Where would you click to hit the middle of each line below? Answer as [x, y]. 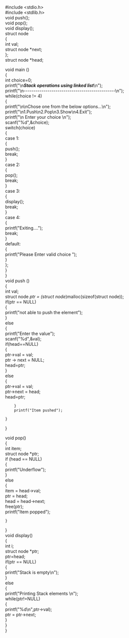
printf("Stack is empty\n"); [32, 572]
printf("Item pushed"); [39, 410]
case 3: [13, 191]
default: [13, 244]
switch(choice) [20, 128]
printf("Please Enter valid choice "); [41, 254]
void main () [17, 70]
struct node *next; [24, 49]
